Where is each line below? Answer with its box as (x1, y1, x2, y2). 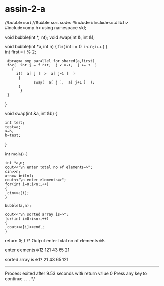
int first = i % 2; (5, 49, 36, 55)
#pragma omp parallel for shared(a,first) (7, 58, 95, 63)
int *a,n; (5, 160, 25, 165)
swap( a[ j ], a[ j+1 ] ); (33, 80, 95, 85)
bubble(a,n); (5, 203, 32, 208)
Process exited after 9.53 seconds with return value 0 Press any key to (5, 270, 147, 276)
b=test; (5, 133, 21, 138)
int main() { (5, 151, 28, 157)
